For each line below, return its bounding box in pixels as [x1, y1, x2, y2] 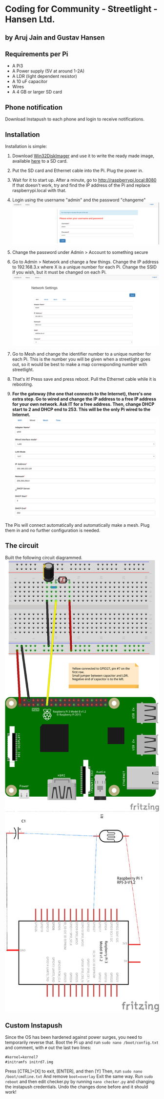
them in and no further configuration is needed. [5, 527, 101, 533]
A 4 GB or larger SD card [12, 89, 62, 95]
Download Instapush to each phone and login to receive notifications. [5, 116, 145, 122]
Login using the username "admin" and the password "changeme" [12, 197, 146, 203]
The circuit [5, 541, 39, 550]
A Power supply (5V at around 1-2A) [12, 68, 84, 74]
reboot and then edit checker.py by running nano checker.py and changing [5, 1079, 155, 1085]
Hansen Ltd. [5, 14, 55, 25]
